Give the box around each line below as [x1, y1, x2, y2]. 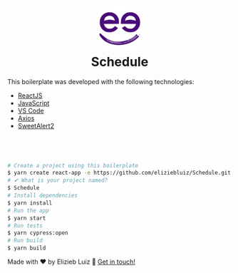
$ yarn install [7, 199, 53, 207]
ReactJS [17, 91, 43, 100]
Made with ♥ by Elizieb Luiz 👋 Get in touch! [7, 257, 135, 266]
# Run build [7, 237, 43, 244]
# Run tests [7, 222, 43, 230]
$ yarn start [7, 215, 46, 222]
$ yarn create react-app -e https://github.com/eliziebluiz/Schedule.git [7, 170, 232, 177]
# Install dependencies [7, 192, 78, 200]
